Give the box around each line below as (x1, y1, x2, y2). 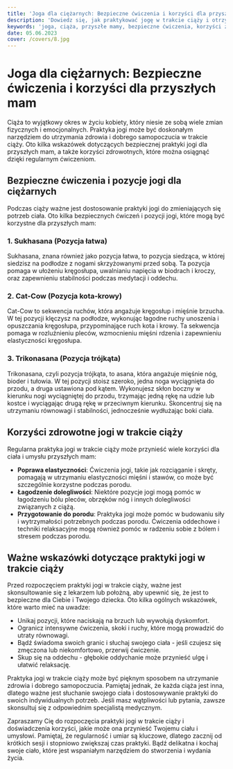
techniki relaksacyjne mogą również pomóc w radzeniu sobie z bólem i (17, 524, 220, 533)
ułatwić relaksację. (17, 661, 71, 669)
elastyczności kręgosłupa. (7, 337, 82, 345)
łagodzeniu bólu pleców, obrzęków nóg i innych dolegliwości (17, 495, 191, 503)
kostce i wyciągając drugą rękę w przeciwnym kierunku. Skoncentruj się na (7, 399, 222, 407)
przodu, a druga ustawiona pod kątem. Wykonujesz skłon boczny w (7, 384, 201, 392)
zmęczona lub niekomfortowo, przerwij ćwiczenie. (17, 646, 161, 655)
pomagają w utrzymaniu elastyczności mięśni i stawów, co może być (17, 472, 214, 481)
